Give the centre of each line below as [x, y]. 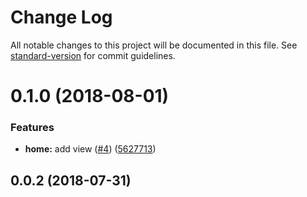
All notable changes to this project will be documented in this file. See [154, 45]
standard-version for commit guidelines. [93, 55]
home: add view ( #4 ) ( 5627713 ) [90, 149]
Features [32, 128]
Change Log [61, 17]
